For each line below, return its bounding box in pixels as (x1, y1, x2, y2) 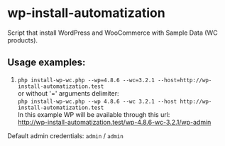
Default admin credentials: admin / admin (7, 131, 124, 140)
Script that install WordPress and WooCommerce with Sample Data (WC (7, 28, 218, 37)
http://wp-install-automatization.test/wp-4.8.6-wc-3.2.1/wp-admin (17, 118, 212, 126)
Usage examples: (7, 57, 86, 69)
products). (7, 35, 38, 44)
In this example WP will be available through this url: (17, 110, 170, 118)
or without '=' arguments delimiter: (17, 89, 119, 97)
